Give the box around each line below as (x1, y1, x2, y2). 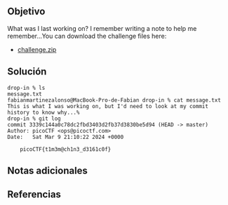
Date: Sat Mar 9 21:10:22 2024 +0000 (7, 133, 124, 140)
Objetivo (7, 6, 46, 18)
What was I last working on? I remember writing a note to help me (7, 24, 197, 32)
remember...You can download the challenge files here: (7, 32, 167, 40)
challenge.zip (17, 45, 57, 53)
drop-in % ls (7, 84, 46, 91)
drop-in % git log (7, 115, 61, 122)
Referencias (7, 189, 62, 201)
